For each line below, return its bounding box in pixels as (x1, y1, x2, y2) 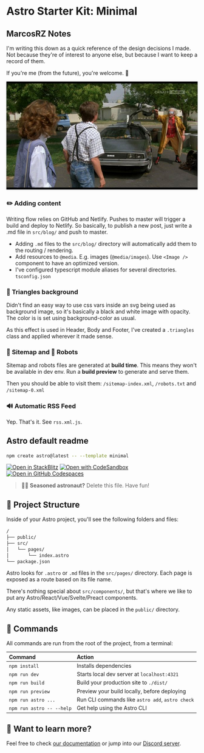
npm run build (8, 680, 45, 686)
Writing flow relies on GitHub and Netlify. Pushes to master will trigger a (6, 215, 186, 223)
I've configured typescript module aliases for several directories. (15, 266, 177, 273)
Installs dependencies (76, 662, 132, 669)
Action (76, 653, 94, 660)
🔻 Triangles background (6, 287, 79, 296)
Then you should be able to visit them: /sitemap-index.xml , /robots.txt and (6, 380, 196, 387)
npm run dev (8, 671, 39, 678)
